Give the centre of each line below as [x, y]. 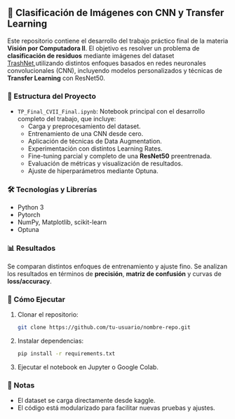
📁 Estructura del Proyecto [52, 96]
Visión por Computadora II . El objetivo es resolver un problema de [103, 48]
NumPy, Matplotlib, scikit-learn [62, 222]
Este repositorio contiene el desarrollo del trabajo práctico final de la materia [118, 41]
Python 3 [31, 207]
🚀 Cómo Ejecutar [36, 299]
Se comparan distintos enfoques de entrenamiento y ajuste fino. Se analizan [117, 266]
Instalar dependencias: [51, 341]
